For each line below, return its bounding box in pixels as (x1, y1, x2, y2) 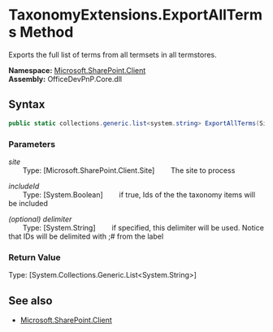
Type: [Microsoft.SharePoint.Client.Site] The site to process (23, 165, 236, 175)
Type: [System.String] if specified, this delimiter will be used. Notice (23, 222, 264, 232)
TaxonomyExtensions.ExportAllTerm (8, 6, 262, 24)
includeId (8, 181, 40, 191)
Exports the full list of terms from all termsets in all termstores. (8, 50, 217, 59)
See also (8, 294, 53, 308)
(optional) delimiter (8, 213, 72, 224)
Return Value (8, 252, 61, 263)
